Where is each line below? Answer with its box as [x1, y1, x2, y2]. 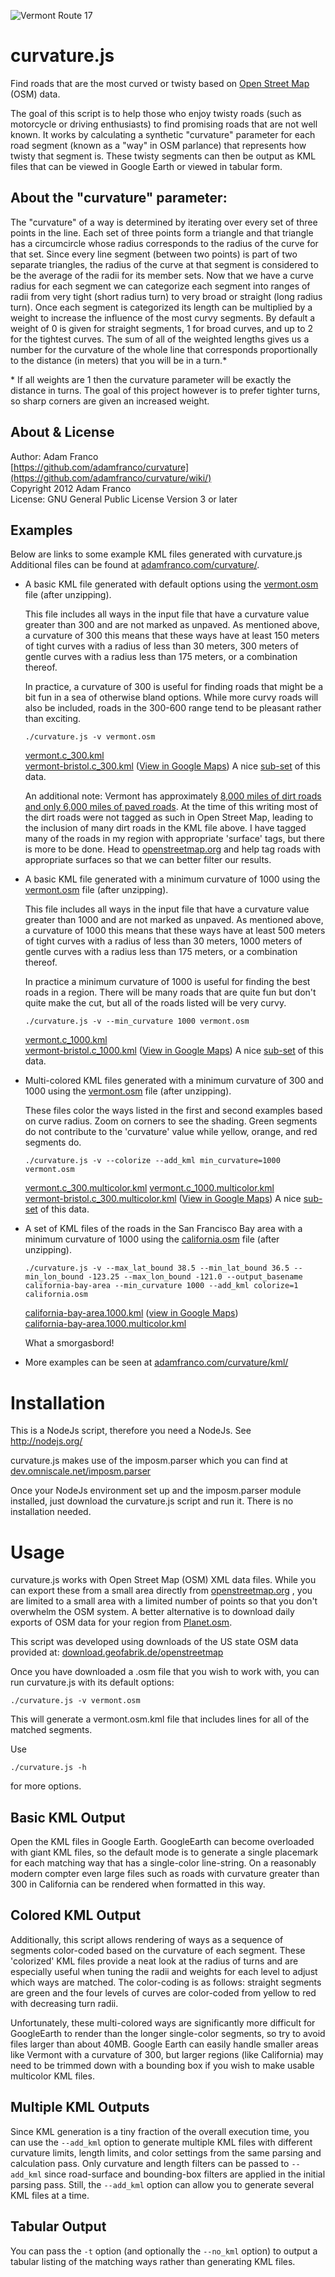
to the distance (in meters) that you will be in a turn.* [10, 354, 228, 366]
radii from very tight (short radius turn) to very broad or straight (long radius [10, 290, 323, 302]
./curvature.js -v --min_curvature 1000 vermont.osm [24, 1016, 250, 1027]
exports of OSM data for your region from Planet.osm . [10, 1616, 233, 1629]
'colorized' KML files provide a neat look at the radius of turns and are [10, 1955, 299, 1967]
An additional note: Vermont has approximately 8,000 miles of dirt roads [24, 790, 322, 802]
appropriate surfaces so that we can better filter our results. [24, 854, 272, 866]
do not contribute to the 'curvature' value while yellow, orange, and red [24, 1126, 318, 1138]
